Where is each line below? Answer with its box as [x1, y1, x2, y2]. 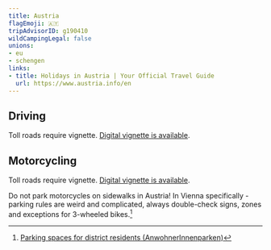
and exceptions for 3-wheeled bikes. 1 [8, 208, 133, 219]
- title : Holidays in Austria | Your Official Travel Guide [8, 72, 215, 80]
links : [8, 65, 31, 73]
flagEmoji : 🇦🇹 [8, 19, 59, 27]
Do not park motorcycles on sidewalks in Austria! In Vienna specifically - [8, 191, 249, 201]
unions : [8, 42, 35, 50]
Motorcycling [8, 154, 77, 168]
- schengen [8, 57, 45, 65]
